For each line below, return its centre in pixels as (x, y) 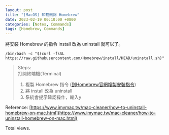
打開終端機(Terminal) (40, 74)
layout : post (19, 10)
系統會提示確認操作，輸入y (53, 97)
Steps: (24, 68)
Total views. (18, 128)
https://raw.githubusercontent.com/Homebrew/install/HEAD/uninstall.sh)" (85, 58)
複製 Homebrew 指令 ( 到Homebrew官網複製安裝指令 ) (81, 85)
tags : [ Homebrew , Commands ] (35, 29)
